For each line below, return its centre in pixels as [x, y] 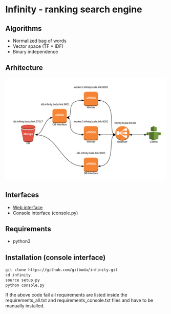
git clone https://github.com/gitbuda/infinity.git [61, 270]
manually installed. [25, 306]
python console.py [25, 285]
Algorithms [24, 29]
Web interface [28, 207]
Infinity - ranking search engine [74, 10]
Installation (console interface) [56, 257]
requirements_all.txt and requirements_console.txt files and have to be [79, 300]
